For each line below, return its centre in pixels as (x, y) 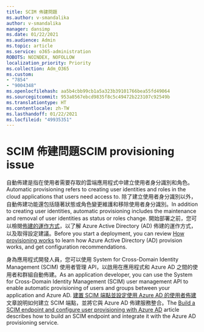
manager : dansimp (28, 29)
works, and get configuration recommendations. (67, 247)
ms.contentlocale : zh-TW (38, 108)
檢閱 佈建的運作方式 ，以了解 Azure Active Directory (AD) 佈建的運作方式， (104, 226)
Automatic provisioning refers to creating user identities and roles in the (96, 189)
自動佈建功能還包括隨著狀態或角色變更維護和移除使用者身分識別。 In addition (102, 204)
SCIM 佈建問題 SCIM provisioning (90, 151)
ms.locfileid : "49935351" (39, 119)
